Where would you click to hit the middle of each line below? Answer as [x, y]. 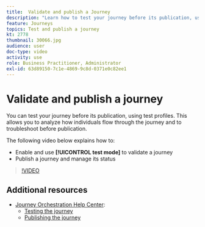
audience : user [26, 46]
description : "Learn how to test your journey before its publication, [99, 18]
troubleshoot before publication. [47, 129]
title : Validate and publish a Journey [59, 12]
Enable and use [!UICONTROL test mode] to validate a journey [94, 153]
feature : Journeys [30, 23]
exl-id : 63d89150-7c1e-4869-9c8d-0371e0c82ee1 [67, 69]
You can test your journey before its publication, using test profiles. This [97, 116]
